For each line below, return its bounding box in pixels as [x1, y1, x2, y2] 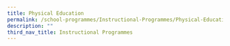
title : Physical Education [7, 9, 84, 17]
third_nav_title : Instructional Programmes [7, 28, 133, 36]
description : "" [7, 22, 53, 29]
